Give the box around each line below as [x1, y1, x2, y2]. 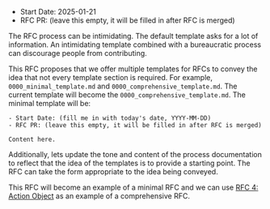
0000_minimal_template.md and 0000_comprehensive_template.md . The [8, 81, 238, 91]
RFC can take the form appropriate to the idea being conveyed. [8, 167, 218, 177]
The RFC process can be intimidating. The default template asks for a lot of [8, 32, 259, 41]
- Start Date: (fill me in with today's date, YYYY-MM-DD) [8, 114, 212, 122]
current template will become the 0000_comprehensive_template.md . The [8, 90, 247, 100]
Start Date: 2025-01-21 [19, 7, 97, 16]
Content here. [8, 135, 57, 143]
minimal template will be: [8, 99, 91, 108]
